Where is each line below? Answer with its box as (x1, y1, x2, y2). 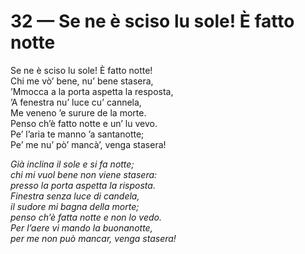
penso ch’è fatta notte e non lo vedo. (10, 211, 162, 223)
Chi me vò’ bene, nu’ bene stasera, (10, 75, 154, 87)
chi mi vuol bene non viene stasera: (10, 168, 158, 180)
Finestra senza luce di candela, (10, 190, 140, 202)
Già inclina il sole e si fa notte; (10, 158, 135, 170)
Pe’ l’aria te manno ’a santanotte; (10, 128, 145, 140)
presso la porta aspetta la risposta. (10, 179, 156, 191)
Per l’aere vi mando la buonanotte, (10, 221, 153, 234)
